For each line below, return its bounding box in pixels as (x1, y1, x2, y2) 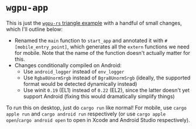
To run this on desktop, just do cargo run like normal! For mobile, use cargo (6, 104, 187, 111)
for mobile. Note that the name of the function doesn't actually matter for (14, 49, 190, 56)
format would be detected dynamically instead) (23, 80, 137, 87)
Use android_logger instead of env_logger (23, 68, 125, 75)
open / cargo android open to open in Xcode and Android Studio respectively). (6, 116, 190, 123)
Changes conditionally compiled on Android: (14, 61, 122, 69)
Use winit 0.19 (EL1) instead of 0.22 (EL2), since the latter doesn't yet (23, 86, 190, 93)
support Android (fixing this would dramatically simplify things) (23, 93, 175, 100)
